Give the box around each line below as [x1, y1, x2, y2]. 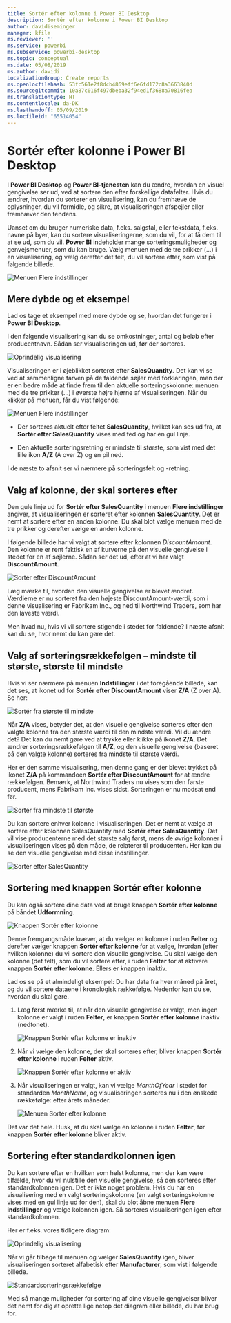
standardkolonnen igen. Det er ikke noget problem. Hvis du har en [7, 1183, 194, 1192]
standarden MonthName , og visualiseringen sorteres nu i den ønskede [17, 1089, 218, 1097]
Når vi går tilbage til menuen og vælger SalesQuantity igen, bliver [7, 1252, 194, 1261]
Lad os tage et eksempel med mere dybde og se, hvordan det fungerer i [7, 312, 212, 320]
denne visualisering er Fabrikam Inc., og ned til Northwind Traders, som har [7, 602, 222, 610]
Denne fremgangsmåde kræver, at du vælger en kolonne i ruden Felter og [7, 934, 217, 943]
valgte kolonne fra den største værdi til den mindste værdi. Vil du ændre [7, 728, 212, 736]
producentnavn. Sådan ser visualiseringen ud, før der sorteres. [7, 340, 185, 348]
